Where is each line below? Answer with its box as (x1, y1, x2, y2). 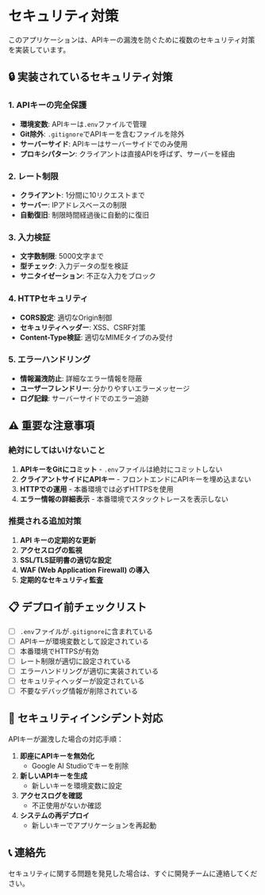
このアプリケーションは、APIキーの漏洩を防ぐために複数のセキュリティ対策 (8, 35, 255, 44)
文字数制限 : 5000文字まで (19, 252, 105, 261)
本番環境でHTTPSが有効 (19, 646, 99, 655)
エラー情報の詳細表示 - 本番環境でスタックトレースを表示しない (19, 494, 229, 504)
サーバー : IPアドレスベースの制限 (19, 200, 127, 209)
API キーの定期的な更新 (19, 535, 97, 544)
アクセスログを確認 (19, 790, 83, 800)
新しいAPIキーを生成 (19, 770, 88, 780)
